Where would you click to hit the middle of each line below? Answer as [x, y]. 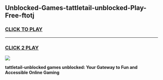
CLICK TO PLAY [24, 30]
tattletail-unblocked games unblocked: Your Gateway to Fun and [71, 67]
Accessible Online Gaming [32, 72]
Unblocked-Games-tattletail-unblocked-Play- [76, 8]
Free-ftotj [20, 16]
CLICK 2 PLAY [22, 48]
